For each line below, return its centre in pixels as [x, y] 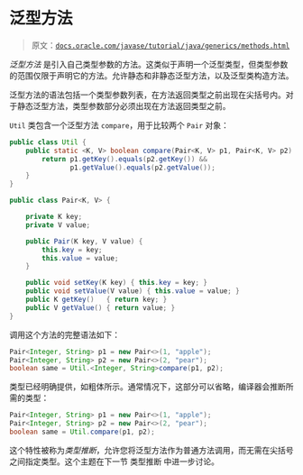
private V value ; [58, 225]
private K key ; [54, 217]
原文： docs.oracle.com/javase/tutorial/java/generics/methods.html [161, 45]
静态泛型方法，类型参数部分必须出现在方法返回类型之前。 [124, 105]
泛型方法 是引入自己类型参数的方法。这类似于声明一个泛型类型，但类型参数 [149, 64]
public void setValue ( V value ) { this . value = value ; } [133, 291]
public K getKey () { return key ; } [96, 300]
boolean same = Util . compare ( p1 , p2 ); [82, 432]
